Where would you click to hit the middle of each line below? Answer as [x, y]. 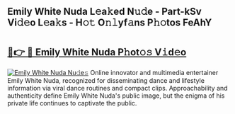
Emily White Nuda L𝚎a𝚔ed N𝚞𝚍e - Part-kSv [104, 12]
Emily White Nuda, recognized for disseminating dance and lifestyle [106, 80]
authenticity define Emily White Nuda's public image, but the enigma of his [116, 96]
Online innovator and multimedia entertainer [154, 73]
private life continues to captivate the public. [72, 103]
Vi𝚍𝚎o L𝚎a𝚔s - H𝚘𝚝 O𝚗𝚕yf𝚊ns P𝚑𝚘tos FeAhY [110, 23]
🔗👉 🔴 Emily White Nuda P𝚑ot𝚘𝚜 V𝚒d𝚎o [97, 52]
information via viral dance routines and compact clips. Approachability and [117, 88]
